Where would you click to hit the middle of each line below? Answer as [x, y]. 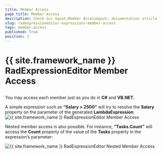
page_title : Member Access [32, 14]
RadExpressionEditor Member [67, 71]
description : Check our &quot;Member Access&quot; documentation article [81, 18]
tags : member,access [26, 28]
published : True [21, 32]
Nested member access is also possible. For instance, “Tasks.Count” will [79, 127]
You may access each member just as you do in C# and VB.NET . [70, 98]
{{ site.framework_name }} [60, 61]
